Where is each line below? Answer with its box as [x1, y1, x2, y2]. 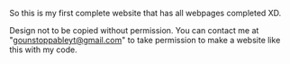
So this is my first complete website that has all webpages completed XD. [9, 8, 282, 18]
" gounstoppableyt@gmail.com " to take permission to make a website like [9, 35, 281, 45]
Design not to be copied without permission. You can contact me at [9, 25, 259, 35]
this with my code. [9, 44, 78, 55]
